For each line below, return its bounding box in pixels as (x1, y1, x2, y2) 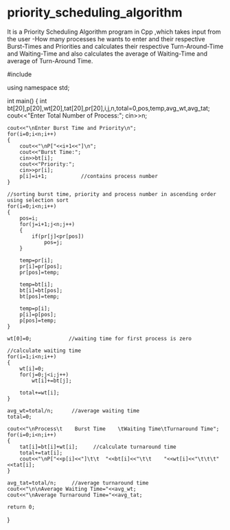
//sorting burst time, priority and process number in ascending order (7, 190, 216, 197)
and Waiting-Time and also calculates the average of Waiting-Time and (7, 49, 208, 58)
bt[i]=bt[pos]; (19, 287, 63, 294)
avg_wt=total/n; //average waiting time (7, 407, 139, 414)
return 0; (7, 503, 36, 510)
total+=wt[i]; (19, 389, 60, 396)
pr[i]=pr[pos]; (19, 263, 63, 269)
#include (7, 70, 32, 78)
